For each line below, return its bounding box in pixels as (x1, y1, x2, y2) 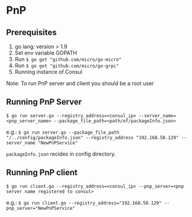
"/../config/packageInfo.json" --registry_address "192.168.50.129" (6, 134, 179, 140)
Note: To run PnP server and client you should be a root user (6, 80, 154, 87)
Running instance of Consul (14, 68, 83, 75)
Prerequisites (6, 27, 57, 37)
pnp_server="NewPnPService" (6, 205, 76, 211)
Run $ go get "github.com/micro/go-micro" (14, 56, 122, 62)
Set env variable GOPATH (14, 49, 77, 56)
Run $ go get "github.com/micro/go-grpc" (14, 62, 119, 69)
